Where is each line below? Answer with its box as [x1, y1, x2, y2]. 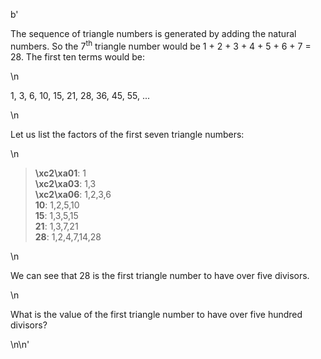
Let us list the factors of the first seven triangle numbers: [10, 128, 245, 140]
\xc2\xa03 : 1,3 [34, 177, 97, 189]
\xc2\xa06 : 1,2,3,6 [34, 188, 112, 200]
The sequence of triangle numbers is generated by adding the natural [10, 28, 297, 39]
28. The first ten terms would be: [10, 50, 146, 63]
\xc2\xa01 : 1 [34, 167, 87, 179]
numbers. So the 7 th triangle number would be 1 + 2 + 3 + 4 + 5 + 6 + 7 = [10, 39, 312, 52]
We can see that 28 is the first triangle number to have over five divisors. [10, 269, 310, 281]
